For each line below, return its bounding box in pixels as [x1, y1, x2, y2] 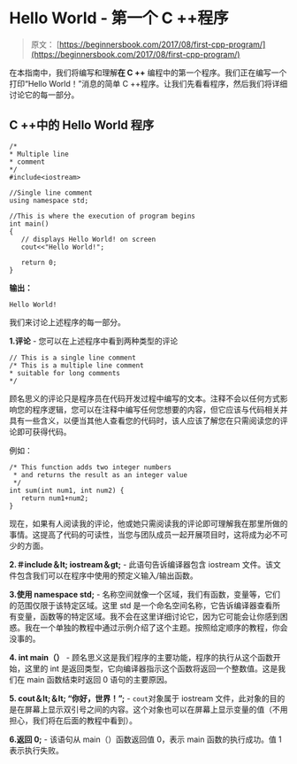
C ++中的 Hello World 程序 [9, 118, 155, 133]
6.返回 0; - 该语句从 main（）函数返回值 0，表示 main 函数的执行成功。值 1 [9, 734, 283, 745]
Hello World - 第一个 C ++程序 [9, 8, 229, 28]
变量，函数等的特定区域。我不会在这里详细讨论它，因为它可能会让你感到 [16, 611, 280, 621]
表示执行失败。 [9, 745, 64, 755]
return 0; [20, 258, 57, 266]
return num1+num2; [20, 493, 89, 503]
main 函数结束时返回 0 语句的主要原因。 [26, 674, 172, 684]
